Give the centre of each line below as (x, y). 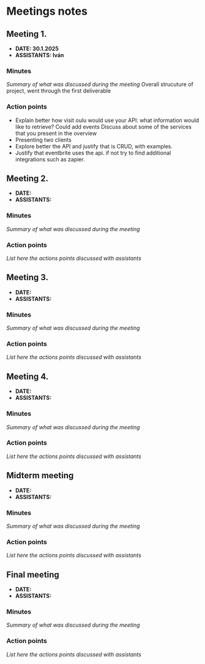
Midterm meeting (40, 475)
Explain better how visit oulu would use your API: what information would (107, 120)
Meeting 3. (28, 277)
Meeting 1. (27, 34)
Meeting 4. (28, 376)
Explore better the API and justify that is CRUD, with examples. (94, 146)
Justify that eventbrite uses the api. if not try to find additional (93, 153)
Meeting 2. (28, 178)
